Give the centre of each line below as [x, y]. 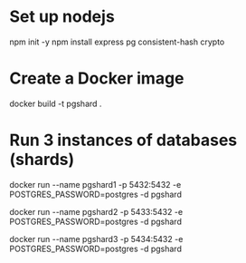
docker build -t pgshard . [56, 103]
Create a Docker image [97, 78]
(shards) [42, 160]
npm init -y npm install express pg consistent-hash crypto [117, 42]
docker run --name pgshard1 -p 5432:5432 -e [95, 184]
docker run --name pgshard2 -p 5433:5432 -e [96, 211]
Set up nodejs [62, 17]
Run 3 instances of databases [123, 140]
